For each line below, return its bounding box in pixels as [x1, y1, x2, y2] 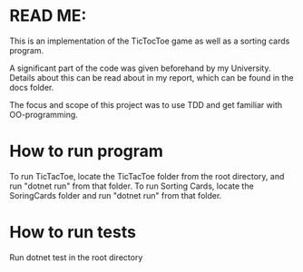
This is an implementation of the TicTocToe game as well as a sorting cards [9, 35, 290, 46]
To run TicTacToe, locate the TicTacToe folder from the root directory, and [9, 170, 285, 181]
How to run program [9, 141, 163, 161]
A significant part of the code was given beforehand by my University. [9, 63, 271, 73]
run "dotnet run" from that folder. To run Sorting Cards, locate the [9, 180, 254, 191]
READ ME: [9, 5, 87, 26]
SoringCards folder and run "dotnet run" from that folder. [9, 189, 222, 200]
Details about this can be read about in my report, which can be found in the [9, 72, 295, 83]
